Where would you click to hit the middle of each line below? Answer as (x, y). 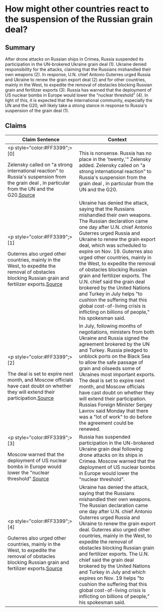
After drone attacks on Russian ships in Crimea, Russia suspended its (74, 59)
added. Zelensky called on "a (112, 165)
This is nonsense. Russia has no (115, 153)
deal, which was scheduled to (113, 245)
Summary (20, 47)
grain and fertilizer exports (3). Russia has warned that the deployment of (78, 90)
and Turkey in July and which (112, 572)
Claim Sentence (41, 139)
